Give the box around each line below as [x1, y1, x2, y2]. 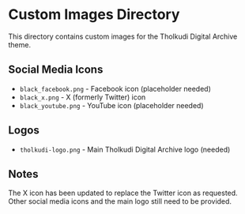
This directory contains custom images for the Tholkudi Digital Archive [8, 32, 238, 41]
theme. [8, 39, 32, 49]
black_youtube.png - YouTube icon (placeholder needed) [19, 100, 204, 110]
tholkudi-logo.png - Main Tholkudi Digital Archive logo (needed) [19, 145, 231, 154]
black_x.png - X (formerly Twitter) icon [19, 92, 146, 102]
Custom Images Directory [8, 6, 180, 24]
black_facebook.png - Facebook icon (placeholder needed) [19, 84, 211, 93]
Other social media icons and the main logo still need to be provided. [8, 197, 232, 206]
